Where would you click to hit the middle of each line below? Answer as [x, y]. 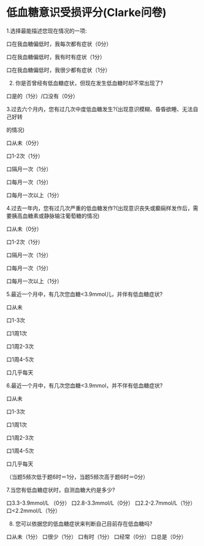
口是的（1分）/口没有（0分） [42, 96]
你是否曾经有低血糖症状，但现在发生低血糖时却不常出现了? [89, 83]
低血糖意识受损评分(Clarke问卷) [86, 13]
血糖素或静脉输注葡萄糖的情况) [61, 216]
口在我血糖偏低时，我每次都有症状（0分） [59, 44]
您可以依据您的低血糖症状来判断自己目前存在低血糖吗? [84, 523]
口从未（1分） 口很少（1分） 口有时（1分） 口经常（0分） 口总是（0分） [96, 536]
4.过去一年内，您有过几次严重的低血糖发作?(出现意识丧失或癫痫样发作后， [100, 208]
